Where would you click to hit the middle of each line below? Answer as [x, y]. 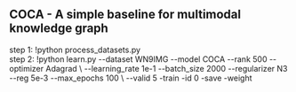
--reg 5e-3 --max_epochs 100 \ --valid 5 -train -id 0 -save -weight [131, 78]
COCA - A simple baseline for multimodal [125, 15]
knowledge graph [59, 29]
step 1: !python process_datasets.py [75, 50]
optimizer [27, 68]
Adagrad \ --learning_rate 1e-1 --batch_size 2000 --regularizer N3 [167, 68]
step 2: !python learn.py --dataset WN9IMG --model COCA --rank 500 [138, 59]
